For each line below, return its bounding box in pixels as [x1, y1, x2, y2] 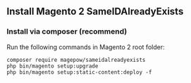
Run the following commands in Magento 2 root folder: [6, 42, 165, 51]
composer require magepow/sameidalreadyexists [6, 56, 146, 63]
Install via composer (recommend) [6, 27, 128, 37]
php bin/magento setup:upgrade [6, 63, 99, 70]
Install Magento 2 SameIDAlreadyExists [6, 6, 184, 18]
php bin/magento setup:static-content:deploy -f [6, 68, 152, 76]
